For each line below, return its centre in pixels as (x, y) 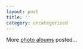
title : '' (19, 17)
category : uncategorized (37, 23)
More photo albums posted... (42, 40)
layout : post (22, 12)
